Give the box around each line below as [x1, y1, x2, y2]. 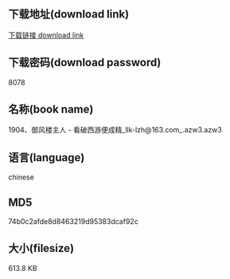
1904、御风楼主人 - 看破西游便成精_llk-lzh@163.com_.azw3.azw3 [8, 125, 223, 135]
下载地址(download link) [8, 7, 130, 22]
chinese [8, 172, 34, 182]
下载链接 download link [8, 30, 84, 40]
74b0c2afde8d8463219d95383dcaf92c [8, 217, 139, 226]
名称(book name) [8, 103, 94, 116]
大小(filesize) [8, 242, 74, 255]
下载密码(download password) [8, 56, 162, 69]
